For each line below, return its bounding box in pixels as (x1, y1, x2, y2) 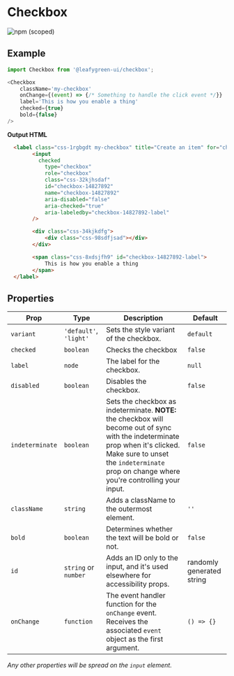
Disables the (105, 377, 147, 387)
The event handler (105, 591, 166, 601)
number (63, 571, 86, 580)
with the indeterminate (105, 431, 180, 441)
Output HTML (7, 130, 47, 138)
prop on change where (105, 466, 180, 476)
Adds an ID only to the (105, 553, 179, 563)
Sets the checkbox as (105, 396, 176, 406)
